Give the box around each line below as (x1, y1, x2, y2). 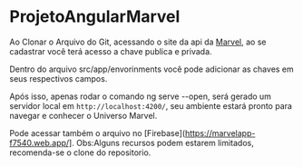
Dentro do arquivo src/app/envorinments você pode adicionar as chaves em (9, 64, 295, 74)
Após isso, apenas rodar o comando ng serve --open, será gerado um (9, 91, 272, 102)
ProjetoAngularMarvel (9, 6, 181, 27)
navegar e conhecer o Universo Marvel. (9, 110, 158, 121)
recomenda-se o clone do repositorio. (9, 147, 151, 158)
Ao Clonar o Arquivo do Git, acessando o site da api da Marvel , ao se (9, 36, 267, 47)
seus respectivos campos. (9, 73, 108, 83)
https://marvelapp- (184, 127, 256, 138)
